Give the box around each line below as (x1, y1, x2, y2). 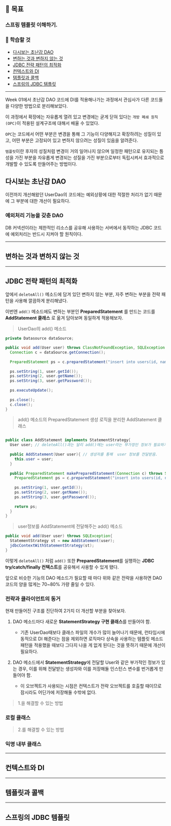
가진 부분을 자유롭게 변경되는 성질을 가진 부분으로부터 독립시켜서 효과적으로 (14, 154, 164, 161)
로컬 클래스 (5, 714, 31, 721)
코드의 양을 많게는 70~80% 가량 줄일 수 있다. (5, 581, 95, 587)
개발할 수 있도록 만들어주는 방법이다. (5, 161, 77, 167)
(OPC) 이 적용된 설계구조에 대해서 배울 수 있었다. (5, 120, 100, 126)
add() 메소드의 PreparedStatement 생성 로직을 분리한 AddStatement (17, 417, 157, 423)
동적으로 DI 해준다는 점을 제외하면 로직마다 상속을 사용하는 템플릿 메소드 (20, 636, 164, 642)
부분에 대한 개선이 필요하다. (16, 198, 71, 204)
